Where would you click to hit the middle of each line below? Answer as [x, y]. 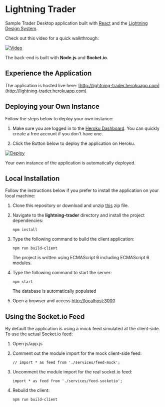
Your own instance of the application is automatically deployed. [70, 163]
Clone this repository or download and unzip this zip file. [70, 206]
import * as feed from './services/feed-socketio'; [67, 381]
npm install [25, 230]
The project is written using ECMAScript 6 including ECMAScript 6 [81, 258]
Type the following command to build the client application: [73, 239]
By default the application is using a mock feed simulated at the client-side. [83, 329]
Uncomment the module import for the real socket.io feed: [72, 372]
